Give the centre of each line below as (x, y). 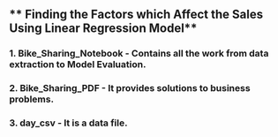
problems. (32, 99)
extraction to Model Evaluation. (78, 65)
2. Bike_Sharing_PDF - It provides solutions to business (130, 88)
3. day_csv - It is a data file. (68, 123)
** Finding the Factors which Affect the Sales (136, 15)
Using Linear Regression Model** (103, 29)
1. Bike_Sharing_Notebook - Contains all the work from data (139, 54)
